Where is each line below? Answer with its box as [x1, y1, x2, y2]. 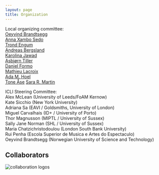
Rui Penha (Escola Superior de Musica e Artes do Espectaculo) [5, 131, 135, 137]
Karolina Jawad [5, 52, 37, 58]
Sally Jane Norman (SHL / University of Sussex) [5, 120, 104, 126]
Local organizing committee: [5, 25, 64, 31]
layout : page [5, 7, 32, 12]
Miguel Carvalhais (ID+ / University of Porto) [5, 109, 96, 115]
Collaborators [5, 150, 49, 159]
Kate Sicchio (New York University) [5, 99, 77, 105]
